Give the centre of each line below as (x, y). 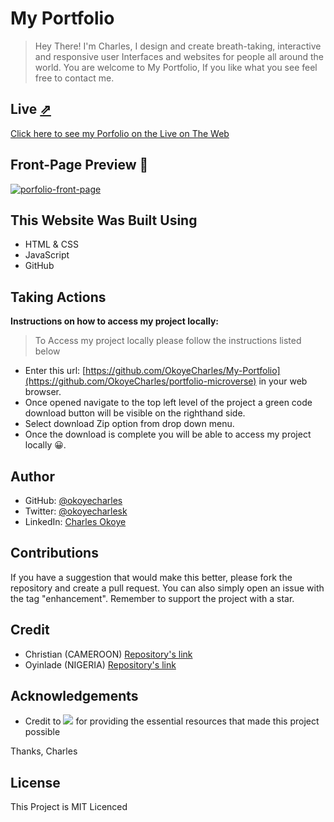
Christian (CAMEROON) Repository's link (108, 654)
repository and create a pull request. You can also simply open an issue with (167, 588)
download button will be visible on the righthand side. (135, 413)
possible (42, 732)
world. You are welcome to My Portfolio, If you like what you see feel (176, 67)
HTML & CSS (51, 244)
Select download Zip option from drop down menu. (129, 424)
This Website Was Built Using (104, 220)
